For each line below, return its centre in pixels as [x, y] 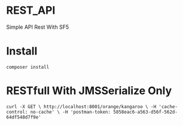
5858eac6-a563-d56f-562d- [146, 112]
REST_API [31, 10]
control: [17, 112]
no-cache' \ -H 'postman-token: [71, 112]
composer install [28, 67]
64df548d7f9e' [24, 117]
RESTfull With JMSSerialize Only [89, 91]
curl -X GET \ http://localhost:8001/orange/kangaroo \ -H [81, 106]
